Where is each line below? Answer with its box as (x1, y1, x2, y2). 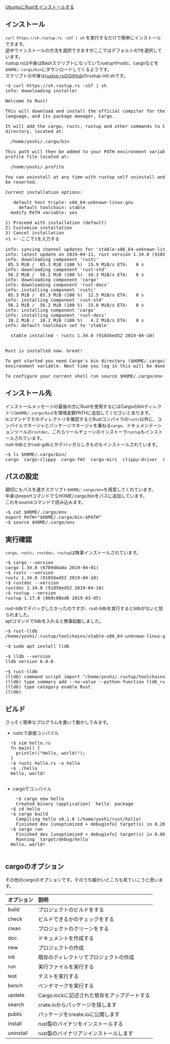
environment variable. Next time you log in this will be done (5, 363, 165, 369)
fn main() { (10, 745, 40, 751)
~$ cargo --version (5, 560, 54, 566)
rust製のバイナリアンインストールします (38, 1030, 133, 1037)
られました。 (5, 612, 32, 618)
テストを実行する (38, 972, 79, 980)
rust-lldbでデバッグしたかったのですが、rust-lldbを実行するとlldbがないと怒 (5, 605, 163, 612)
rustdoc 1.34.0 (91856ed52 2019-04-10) (5, 585, 104, 591)
